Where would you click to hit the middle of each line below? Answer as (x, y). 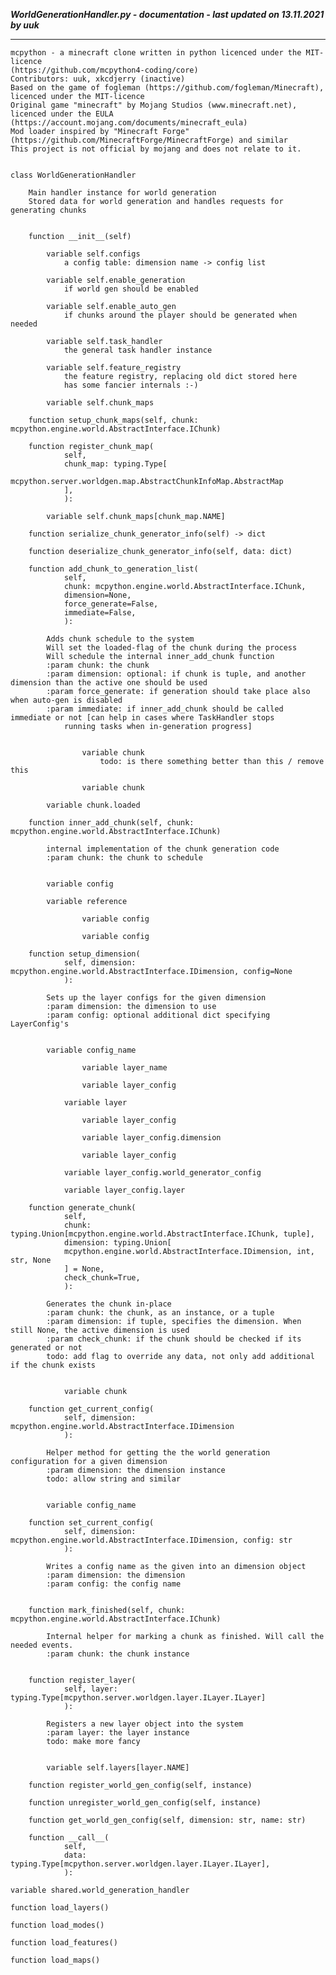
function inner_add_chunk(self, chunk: (111, 823)
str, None (31, 1260)
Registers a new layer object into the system (145, 1724)
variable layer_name (124, 1068)
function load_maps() (55, 1960)
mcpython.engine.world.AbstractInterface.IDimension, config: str (151, 1540)
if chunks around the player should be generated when (180, 315)
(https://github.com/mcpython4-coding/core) (104, 70)
